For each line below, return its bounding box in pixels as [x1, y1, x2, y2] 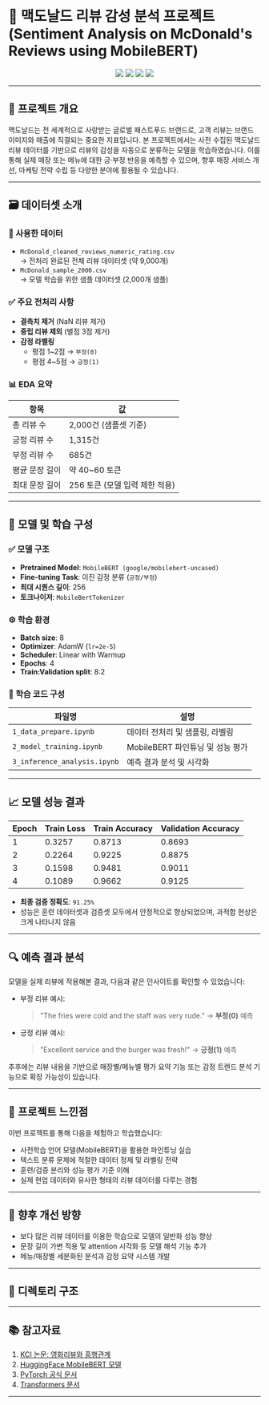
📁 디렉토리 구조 [8, 1284, 78, 1298]
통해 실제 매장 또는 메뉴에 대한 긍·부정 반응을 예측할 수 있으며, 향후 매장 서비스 [8, 155, 251, 164]
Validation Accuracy [160, 823, 240, 834]
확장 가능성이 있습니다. [29, 1071, 101, 1081]
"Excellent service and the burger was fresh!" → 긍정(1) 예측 [39, 1044, 238, 1055]
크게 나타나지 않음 [19, 917, 76, 927]
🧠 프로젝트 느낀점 [8, 1105, 88, 1119]
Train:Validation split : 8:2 [19, 667, 106, 677]
